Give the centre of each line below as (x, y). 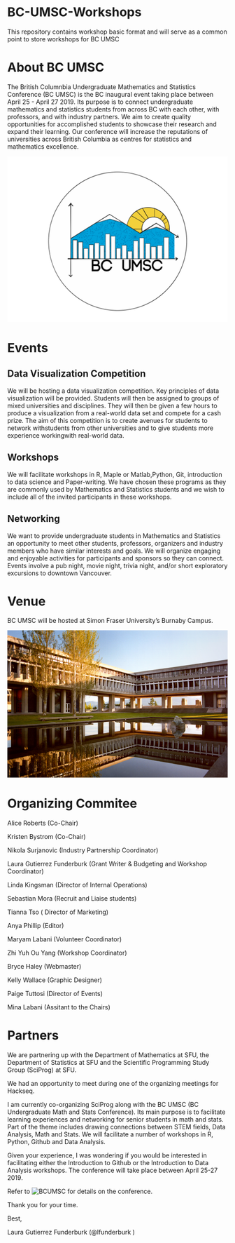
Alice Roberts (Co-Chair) (43, 823)
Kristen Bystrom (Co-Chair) (47, 837)
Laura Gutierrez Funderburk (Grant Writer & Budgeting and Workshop (107, 864)
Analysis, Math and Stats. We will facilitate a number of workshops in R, (110, 1134)
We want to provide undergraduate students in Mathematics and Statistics (114, 536)
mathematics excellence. (43, 146)
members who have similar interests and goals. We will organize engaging (114, 551)
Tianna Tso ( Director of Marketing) (58, 912)
